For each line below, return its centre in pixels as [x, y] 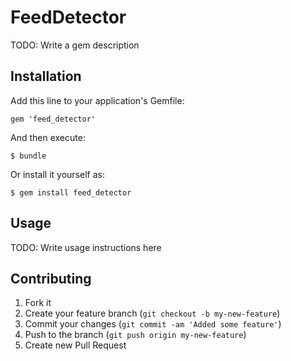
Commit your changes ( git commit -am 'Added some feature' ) [153, 324]
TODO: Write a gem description [75, 45]
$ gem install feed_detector [71, 192]
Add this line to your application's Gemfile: [97, 100]
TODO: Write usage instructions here [86, 247]
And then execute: [48, 137]
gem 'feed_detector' [53, 119]
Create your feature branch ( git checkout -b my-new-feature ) [152, 313]
